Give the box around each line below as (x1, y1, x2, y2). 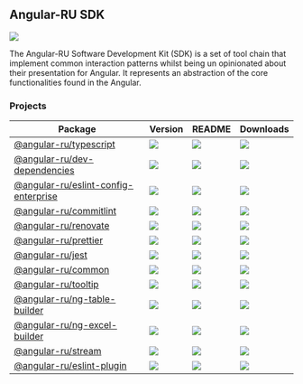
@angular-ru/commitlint (14, 205, 117, 218)
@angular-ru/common (14, 264, 110, 276)
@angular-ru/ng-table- (14, 293, 116, 305)
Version (149, 123, 184, 136)
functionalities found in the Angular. (9, 77, 142, 88)
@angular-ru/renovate (14, 220, 110, 232)
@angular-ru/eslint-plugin (14, 360, 127, 372)
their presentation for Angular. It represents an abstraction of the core (9, 67, 269, 78)
